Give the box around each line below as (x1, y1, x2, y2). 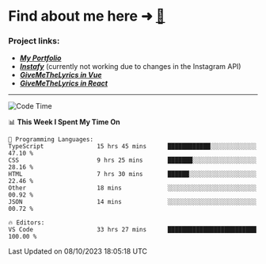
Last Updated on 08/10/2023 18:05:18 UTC (8, 247, 148, 256)
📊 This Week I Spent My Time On (8, 117, 120, 127)
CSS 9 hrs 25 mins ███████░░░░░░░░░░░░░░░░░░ (8, 156, 257, 165)
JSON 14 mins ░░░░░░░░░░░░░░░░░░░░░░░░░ (8, 198, 257, 206)
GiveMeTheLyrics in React (19, 78, 108, 88)
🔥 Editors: (8, 219, 45, 227)
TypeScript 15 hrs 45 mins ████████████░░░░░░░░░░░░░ (8, 143, 257, 151)
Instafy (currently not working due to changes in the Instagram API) (19, 62, 241, 71)
